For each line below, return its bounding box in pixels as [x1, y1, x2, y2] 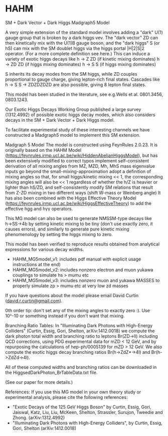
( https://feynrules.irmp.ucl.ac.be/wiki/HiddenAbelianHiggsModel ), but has [5, 152, 158, 158]
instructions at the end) [12, 261, 61, 267]
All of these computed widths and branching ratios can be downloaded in [5, 364, 157, 370]
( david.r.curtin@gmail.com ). [5, 298, 63, 304]
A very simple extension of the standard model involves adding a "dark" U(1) [5, 29, 163, 35]
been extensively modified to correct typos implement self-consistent [5, 157, 149, 163]
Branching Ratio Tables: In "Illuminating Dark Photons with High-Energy [5, 322, 153, 328]
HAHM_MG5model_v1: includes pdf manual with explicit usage [12, 256, 141, 262]
